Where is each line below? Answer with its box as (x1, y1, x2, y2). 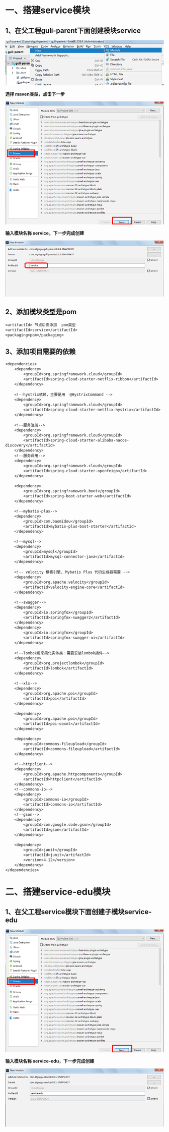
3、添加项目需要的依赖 (5, 347, 76, 356)
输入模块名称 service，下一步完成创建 (5, 230, 84, 236)
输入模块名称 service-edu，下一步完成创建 (5, 1058, 95, 1064)
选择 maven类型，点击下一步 (5, 91, 65, 97)
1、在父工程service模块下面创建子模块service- (5, 908, 152, 916)
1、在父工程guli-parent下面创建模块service (5, 26, 141, 35)
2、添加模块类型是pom (5, 308, 77, 316)
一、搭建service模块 (5, 5, 91, 16)
